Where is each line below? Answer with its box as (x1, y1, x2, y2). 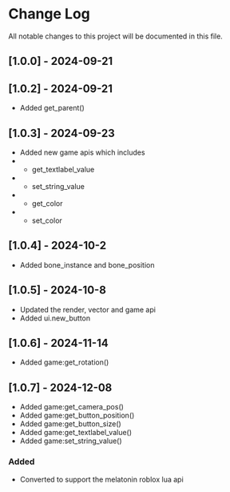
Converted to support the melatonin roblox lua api (19, 474, 184, 484)
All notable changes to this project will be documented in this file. (8, 31, 224, 41)
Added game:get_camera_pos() (19, 402, 124, 412)
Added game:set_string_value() (19, 436, 122, 446)
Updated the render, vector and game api (19, 304, 156, 314)
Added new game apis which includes (19, 147, 145, 157)
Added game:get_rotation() (19, 357, 109, 367)
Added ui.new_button (19, 313, 91, 323)
